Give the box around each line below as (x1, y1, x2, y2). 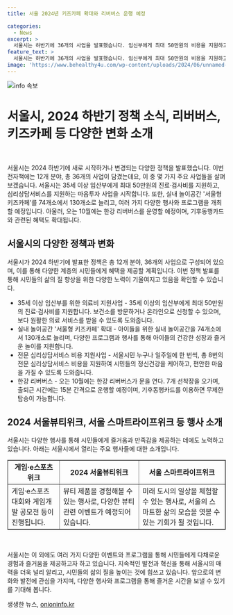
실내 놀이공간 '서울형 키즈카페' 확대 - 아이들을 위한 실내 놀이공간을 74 (17, 325, 205, 333)
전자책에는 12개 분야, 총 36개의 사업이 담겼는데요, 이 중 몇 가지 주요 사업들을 (7, 172, 213, 181)
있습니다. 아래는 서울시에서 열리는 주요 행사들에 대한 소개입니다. (7, 445, 180, 453)
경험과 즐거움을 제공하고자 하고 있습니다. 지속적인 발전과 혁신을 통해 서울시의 (7, 559, 215, 568)
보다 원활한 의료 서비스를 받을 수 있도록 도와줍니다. (17, 315, 155, 324)
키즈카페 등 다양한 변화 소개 (7, 126, 153, 141)
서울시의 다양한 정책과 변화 (7, 238, 114, 250)
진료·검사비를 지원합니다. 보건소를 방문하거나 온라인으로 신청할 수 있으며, (24, 307, 221, 315)
